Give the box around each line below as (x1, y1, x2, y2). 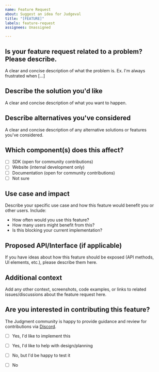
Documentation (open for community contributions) (12, 170, 115, 176)
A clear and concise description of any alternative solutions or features (5, 127, 147, 132)
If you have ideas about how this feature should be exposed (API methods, (5, 254, 154, 260)
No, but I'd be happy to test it (12, 353, 71, 358)
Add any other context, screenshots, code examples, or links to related (5, 287, 146, 292)
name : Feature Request (5, 7, 51, 12)
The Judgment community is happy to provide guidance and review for (5, 318, 147, 324)
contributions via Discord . (5, 323, 57, 329)
